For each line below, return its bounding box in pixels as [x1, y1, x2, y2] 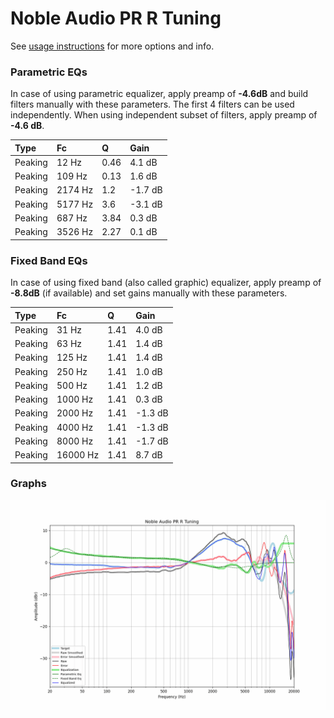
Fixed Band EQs [10, 253, 88, 267]
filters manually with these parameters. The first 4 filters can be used [10, 98, 295, 111]
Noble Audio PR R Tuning [10, 7, 222, 30]
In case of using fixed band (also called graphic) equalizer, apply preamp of [10, 277, 322, 289]
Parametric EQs [10, 65, 88, 79]
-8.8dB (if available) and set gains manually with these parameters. [10, 287, 288, 299]
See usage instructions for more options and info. [10, 40, 215, 52]
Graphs [10, 477, 47, 491]
